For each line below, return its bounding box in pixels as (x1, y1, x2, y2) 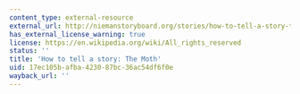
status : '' (9, 47, 50, 56)
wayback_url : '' (9, 72, 70, 81)
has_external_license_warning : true (9, 30, 146, 38)
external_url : (9, 21, 62, 30)
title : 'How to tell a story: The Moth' (9, 55, 162, 64)
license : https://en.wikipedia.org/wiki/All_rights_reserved (9, 38, 242, 47)
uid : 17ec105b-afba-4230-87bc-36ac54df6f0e (9, 64, 174, 73)
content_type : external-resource (9, 13, 134, 22)
